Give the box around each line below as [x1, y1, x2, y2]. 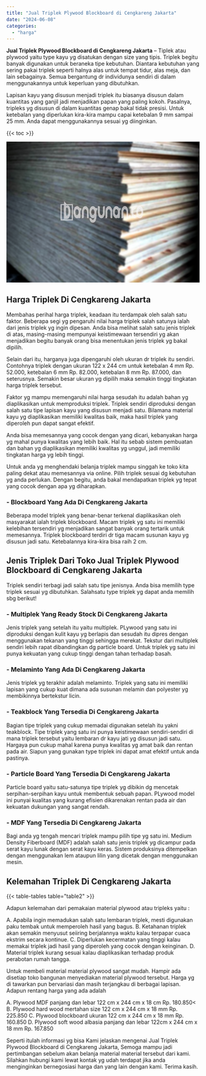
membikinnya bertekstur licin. [6, 692, 82, 700]
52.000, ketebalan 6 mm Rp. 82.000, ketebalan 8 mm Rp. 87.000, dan [6, 368, 182, 376]
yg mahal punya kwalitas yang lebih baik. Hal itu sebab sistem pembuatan [6, 438, 193, 445]
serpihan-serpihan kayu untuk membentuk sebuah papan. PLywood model [6, 790, 195, 797]
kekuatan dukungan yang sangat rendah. [6, 803, 110, 810]
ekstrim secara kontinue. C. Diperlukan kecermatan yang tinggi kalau [6, 936, 181, 943]
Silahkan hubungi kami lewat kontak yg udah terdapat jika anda [6, 1056, 166, 1064]
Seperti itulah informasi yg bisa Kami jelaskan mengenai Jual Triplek [6, 1037, 178, 1044]
